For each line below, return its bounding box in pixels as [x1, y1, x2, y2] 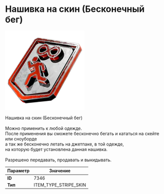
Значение [49, 168, 71, 174]
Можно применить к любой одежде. [5, 125, 82, 131]
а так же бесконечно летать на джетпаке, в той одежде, [5, 141, 124, 147]
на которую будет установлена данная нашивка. [5, 146, 108, 152]
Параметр [7, 168, 30, 174]
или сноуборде [5, 136, 37, 142]
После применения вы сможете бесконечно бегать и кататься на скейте [5, 130, 160, 137]
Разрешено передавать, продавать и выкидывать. [5, 157, 112, 163]
